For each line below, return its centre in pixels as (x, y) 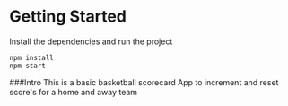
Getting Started (68, 17)
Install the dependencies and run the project (91, 41)
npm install (31, 57)
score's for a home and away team (73, 92)
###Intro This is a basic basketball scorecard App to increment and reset (144, 82)
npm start (28, 66)
